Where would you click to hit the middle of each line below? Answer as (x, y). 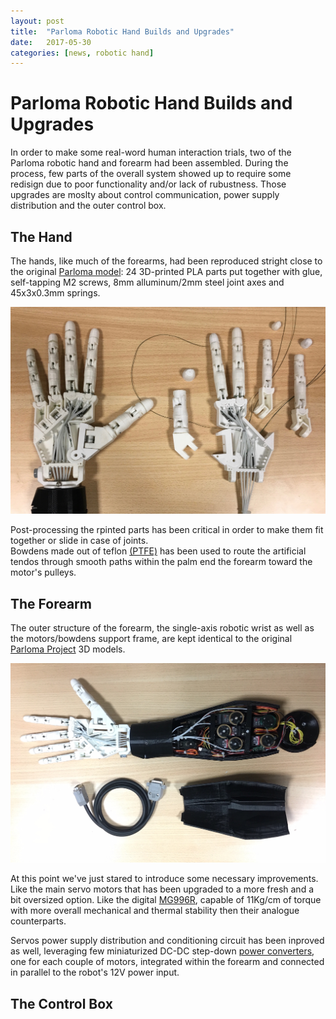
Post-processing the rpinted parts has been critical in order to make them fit (167, 530)
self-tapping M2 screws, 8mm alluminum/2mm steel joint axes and (147, 282)
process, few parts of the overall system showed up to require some (151, 174)
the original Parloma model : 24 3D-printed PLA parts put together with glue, (166, 271)
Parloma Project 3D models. (68, 649)
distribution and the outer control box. (88, 206)
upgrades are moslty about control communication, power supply (145, 195)
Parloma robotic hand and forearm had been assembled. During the (149, 163)
